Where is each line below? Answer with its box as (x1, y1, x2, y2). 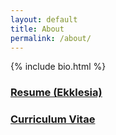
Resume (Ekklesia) (10, 86, 103, 100)
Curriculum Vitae (10, 112, 96, 126)
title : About (10, 24, 65, 34)
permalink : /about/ (10, 33, 92, 43)
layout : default (10, 14, 78, 25)
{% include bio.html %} (10, 61, 107, 73)
